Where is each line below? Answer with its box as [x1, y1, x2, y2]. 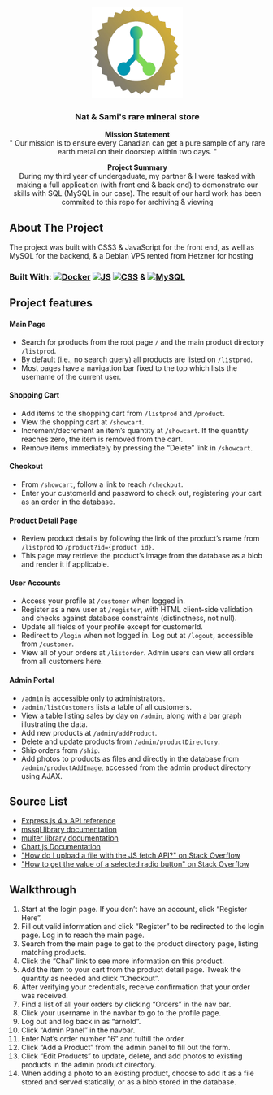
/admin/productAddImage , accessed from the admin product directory [20, 763, 251, 772]
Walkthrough [9, 883, 76, 897]
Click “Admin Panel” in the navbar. [20, 1025, 136, 1035]
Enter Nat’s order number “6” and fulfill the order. [20, 1034, 186, 1044]
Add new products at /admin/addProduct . [20, 728, 158, 737]
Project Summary [107, 163, 167, 172]
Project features [9, 296, 93, 311]
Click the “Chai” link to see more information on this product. [20, 956, 224, 966]
